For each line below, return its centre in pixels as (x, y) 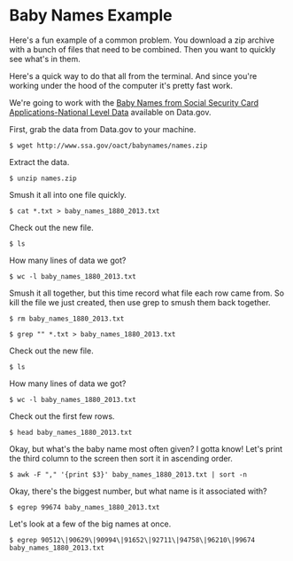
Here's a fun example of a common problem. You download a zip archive (142, 40)
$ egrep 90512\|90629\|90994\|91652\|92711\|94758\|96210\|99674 (132, 540)
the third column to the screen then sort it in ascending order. (121, 458)
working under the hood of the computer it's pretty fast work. (121, 85)
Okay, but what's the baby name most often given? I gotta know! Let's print (146, 448)
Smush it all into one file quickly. (68, 194)
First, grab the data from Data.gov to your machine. (103, 129)
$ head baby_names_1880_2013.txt (71, 432)
